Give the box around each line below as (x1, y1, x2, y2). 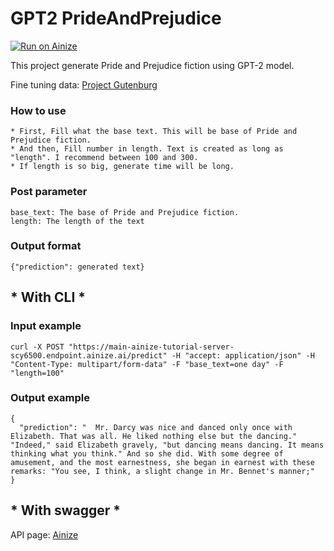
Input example (10, 319, 82, 333)
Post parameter (10, 185, 88, 199)
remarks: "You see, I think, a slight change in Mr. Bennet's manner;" (10, 466, 315, 476)
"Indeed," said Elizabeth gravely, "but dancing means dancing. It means (10, 440, 325, 450)
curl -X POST (10, 342, 65, 352)
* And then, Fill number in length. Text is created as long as (10, 144, 284, 154)
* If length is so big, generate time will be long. (10, 162, 235, 172)
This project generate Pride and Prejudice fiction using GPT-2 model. (10, 59, 295, 71)
